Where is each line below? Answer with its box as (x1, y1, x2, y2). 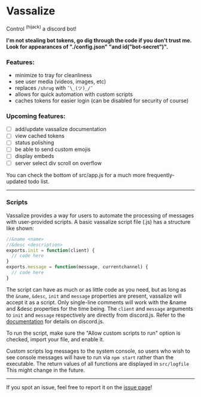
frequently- (147, 171, 175, 178)
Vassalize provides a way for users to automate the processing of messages (6, 211, 194, 219)
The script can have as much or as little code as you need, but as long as (6, 286, 187, 293)
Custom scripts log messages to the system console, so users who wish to (6, 347, 190, 354)
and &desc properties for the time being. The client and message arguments (6, 305, 193, 312)
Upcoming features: (6, 112, 66, 120)
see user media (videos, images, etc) (14, 78, 106, 85)
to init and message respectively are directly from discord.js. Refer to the (6, 311, 185, 319)
